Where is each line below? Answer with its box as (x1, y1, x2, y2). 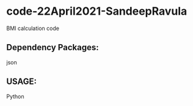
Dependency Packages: (6, 42, 99, 53)
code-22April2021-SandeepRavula (6, 4, 188, 18)
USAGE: (6, 77, 37, 87)
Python (6, 93, 24, 100)
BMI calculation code (6, 25, 60, 32)
